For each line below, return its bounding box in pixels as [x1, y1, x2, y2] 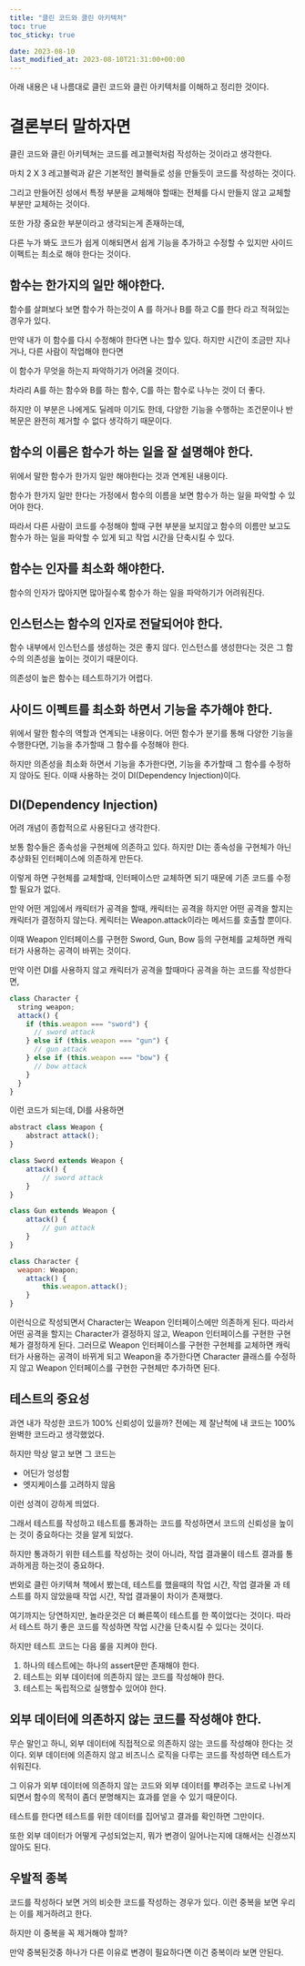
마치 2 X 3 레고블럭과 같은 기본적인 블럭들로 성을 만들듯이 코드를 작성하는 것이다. [9, 168, 297, 178]
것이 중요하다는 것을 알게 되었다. [18, 1529, 134, 1540]
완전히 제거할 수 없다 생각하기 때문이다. [33, 415, 173, 426]
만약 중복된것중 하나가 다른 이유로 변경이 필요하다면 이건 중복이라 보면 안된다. [9, 1946, 284, 1958]
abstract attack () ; [25, 1131, 100, 1141]
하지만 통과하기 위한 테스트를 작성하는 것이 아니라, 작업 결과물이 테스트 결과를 [9, 1548, 284, 1559]
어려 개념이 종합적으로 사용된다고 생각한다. [9, 821, 161, 833]
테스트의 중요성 [9, 1391, 90, 1407]
